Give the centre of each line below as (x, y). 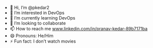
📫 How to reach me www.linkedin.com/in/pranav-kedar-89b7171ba (79, 29)
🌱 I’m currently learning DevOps (42, 18)
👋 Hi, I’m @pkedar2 (30, 8)
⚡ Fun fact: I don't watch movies (43, 41)
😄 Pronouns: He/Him (32, 36)
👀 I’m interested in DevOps (37, 13)
